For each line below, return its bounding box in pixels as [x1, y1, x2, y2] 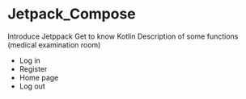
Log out [19, 81, 45, 91]
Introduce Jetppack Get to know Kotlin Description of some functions [7, 31, 239, 41]
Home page [19, 72, 59, 82]
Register [19, 64, 48, 73]
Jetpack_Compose [7, 5, 137, 23]
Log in [19, 56, 41, 65]
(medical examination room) [7, 39, 101, 49]
